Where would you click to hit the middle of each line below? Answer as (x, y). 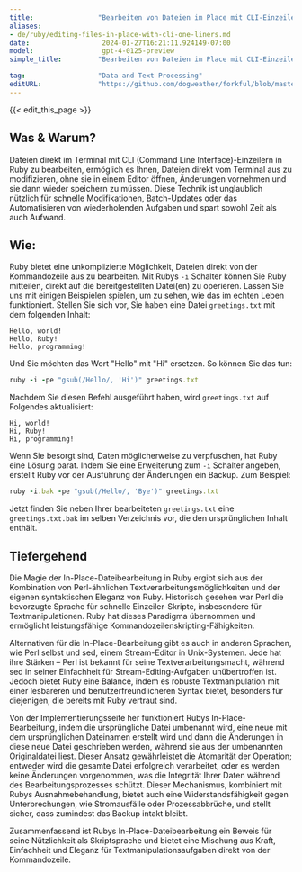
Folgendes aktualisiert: (51, 407)
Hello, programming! (48, 347)
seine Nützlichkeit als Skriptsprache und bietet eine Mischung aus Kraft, (142, 840)
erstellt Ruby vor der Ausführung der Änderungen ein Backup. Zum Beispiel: (150, 475)
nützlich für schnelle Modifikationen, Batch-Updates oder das (124, 198)
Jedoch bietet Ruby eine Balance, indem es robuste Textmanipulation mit (144, 681)
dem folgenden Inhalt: (50, 315)
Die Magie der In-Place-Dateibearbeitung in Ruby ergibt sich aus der (136, 578)
